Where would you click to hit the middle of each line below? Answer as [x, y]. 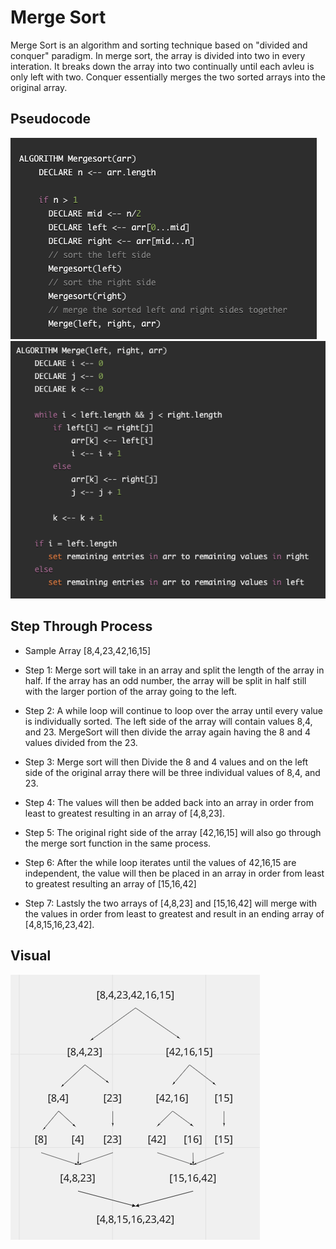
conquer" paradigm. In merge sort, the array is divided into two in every [158, 55]
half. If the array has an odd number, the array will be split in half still [165, 680]
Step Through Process [81, 626]
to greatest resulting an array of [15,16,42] [110, 883]
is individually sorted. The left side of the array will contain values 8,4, [168, 721]
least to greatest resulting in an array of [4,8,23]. [124, 813]
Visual [31, 956]
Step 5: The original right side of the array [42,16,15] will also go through [173, 832]
